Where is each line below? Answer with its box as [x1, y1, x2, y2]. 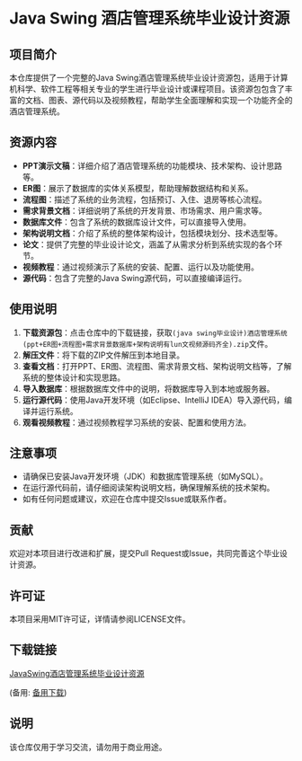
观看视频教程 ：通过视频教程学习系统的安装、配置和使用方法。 [22, 417, 252, 428]
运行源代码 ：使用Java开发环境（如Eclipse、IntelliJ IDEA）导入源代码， [22, 394, 285, 405]
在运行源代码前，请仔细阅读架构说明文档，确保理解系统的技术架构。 [22, 482, 275, 493]
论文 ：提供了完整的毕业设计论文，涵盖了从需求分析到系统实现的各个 [22, 239, 275, 250]
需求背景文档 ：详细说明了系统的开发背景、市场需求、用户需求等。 [22, 205, 267, 216]
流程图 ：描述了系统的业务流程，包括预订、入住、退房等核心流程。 [22, 194, 267, 205]
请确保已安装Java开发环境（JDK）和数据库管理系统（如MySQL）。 [22, 471, 268, 482]
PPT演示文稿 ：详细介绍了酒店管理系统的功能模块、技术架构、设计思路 [22, 160, 283, 171]
